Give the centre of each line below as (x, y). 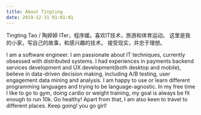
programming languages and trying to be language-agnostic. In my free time (101, 86)
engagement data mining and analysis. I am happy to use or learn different (98, 80)
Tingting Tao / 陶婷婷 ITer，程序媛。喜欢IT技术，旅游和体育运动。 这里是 (96, 35)
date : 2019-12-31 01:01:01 (40, 17)
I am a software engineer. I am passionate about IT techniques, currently (96, 55)
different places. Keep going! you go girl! (56, 105)
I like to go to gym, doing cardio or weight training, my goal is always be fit (98, 93)
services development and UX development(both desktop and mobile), (94, 67)
